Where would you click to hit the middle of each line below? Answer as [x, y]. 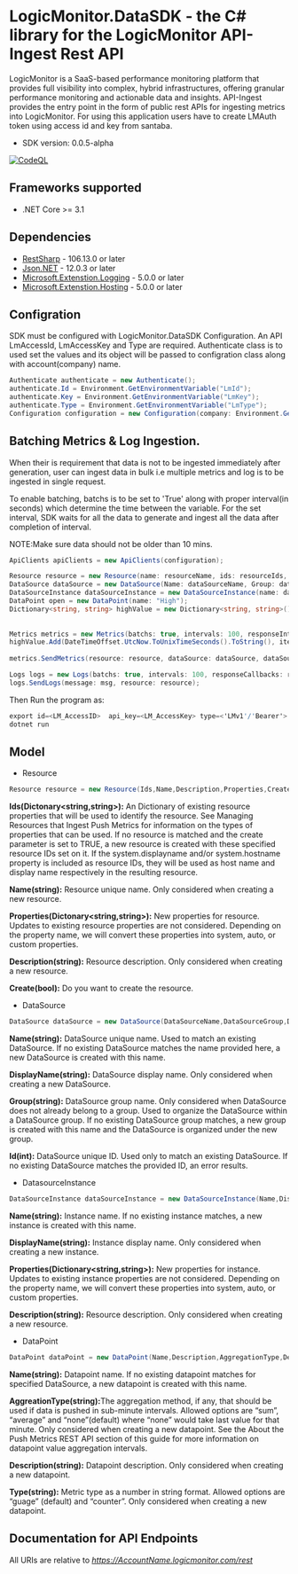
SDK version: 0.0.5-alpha [67, 143]
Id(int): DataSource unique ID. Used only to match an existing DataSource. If [149, 1156]
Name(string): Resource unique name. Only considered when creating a [141, 889]
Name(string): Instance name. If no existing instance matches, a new [136, 1216]
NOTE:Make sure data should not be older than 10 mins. [111, 544]
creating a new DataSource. [60, 1085]
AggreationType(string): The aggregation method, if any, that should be [141, 1401]
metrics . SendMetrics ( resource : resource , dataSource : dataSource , [134, 659]
